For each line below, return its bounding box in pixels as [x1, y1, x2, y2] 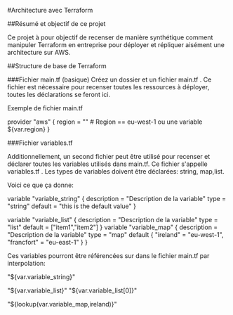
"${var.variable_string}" [7, 273, 76, 281]
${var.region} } [7, 125, 51, 133]
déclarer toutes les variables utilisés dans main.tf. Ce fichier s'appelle [7, 160, 208, 168]
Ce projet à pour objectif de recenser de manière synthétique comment [7, 33, 213, 41]
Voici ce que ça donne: [7, 181, 74, 189]
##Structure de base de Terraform [7, 62, 107, 70]
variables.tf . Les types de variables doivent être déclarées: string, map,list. [7, 167, 225, 175]
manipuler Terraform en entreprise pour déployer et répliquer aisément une [7, 41, 225, 49]
